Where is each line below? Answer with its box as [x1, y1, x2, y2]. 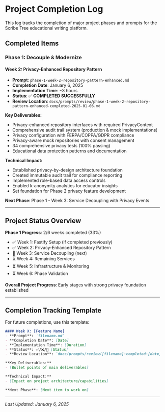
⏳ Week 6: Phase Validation [12, 271, 68, 276]
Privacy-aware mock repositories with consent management [12, 137, 135, 143]
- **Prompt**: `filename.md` [5, 333, 65, 338]
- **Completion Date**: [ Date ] [5, 338, 69, 343]
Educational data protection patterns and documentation [12, 148, 127, 154]
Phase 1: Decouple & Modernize [5, 54, 82, 61]
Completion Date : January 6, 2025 [12, 82, 83, 88]
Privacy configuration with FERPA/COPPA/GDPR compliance [12, 132, 135, 138]
